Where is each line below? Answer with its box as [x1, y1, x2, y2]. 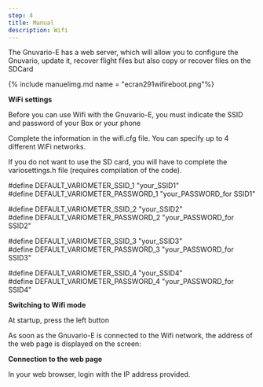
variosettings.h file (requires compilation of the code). [8, 166, 182, 175]
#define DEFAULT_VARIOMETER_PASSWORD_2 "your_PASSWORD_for [8, 213, 234, 223]
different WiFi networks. [8, 142, 86, 152]
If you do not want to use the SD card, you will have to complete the [8, 157, 228, 167]
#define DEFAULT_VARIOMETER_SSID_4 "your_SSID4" [8, 268, 183, 278]
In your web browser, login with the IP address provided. [8, 370, 191, 379]
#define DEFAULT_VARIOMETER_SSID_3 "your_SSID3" [8, 237, 183, 246]
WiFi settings [8, 95, 53, 105]
